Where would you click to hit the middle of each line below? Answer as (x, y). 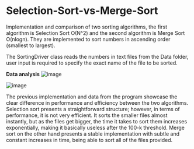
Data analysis (23, 74)
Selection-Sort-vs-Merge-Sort (82, 11)
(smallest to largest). (31, 45)
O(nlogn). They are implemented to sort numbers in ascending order (88, 39)
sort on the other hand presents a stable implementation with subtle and (93, 134)
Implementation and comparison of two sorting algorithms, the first (87, 27)
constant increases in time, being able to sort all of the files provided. (89, 140)
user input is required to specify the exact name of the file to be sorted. (92, 63)
